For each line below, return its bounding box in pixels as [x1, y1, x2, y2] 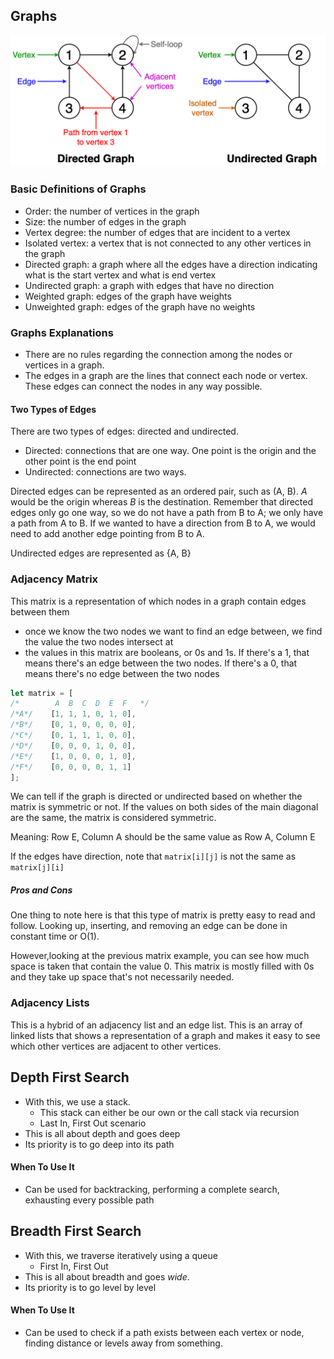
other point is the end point [24, 455, 137, 468]
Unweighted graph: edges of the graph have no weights [24, 300, 256, 313]
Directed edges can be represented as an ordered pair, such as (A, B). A [10, 485, 308, 498]
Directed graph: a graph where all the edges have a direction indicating [24, 258, 318, 270]
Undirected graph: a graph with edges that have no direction [24, 279, 275, 291]
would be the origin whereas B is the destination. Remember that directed [10, 496, 314, 508]
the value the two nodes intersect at [24, 635, 174, 648]
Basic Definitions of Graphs [10, 182, 147, 196]
